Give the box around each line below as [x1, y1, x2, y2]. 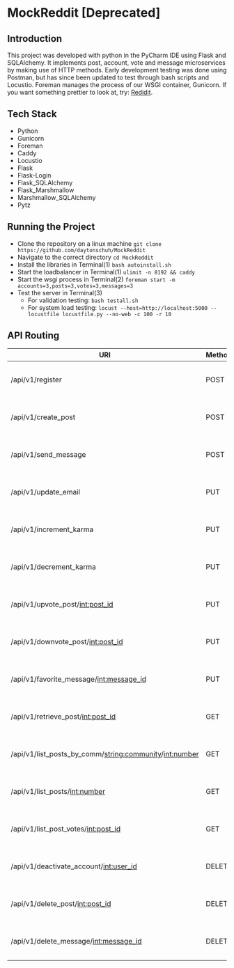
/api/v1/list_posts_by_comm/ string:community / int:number [10, 749, 200, 759]
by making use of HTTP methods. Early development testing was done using [7, 66, 227, 74]
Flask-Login [17, 171, 52, 179]
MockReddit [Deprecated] [7, 5, 161, 21]
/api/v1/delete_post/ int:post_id [10, 899, 111, 909]
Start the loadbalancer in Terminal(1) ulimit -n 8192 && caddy [17, 267, 195, 276]
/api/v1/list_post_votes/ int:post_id [10, 824, 121, 834]
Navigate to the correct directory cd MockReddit [17, 253, 154, 261]
